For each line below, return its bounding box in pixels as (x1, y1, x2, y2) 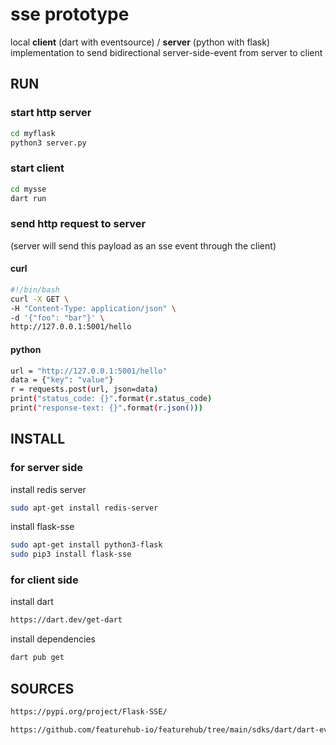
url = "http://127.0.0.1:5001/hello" (10, 366, 168, 376)
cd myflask (10, 128, 56, 138)
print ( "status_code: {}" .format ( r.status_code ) (10, 394, 213, 404)
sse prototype (10, 3, 130, 26)
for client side (10, 573, 79, 587)
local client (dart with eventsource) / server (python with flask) (10, 36, 271, 48)
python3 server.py (10, 138, 87, 148)
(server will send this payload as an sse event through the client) (10, 239, 277, 252)
